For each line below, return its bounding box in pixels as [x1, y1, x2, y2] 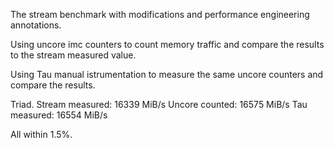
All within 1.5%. [10, 129, 73, 140]
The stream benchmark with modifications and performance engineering [10, 9, 310, 20]
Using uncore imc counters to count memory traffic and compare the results [10, 39, 325, 50]
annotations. [10, 19, 62, 31]
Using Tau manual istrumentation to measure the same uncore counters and [10, 69, 324, 80]
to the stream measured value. [10, 49, 137, 61]
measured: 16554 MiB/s [10, 109, 108, 121]
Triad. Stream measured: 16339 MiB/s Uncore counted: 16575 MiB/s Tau [10, 99, 308, 110]
